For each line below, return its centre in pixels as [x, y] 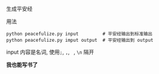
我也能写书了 [22, 65]
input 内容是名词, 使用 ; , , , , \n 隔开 [50, 52]
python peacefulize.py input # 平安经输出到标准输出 [79, 34]
